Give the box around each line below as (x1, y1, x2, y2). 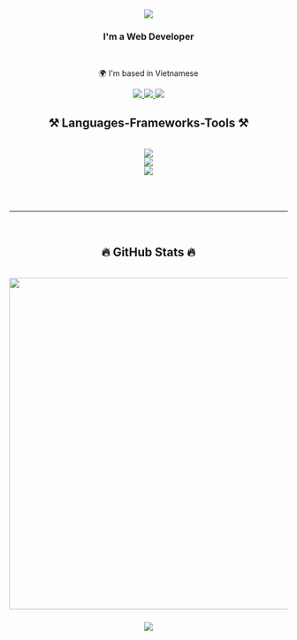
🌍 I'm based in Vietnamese (98, 68, 199, 79)
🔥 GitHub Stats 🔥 (101, 244, 196, 260)
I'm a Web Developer (103, 31, 194, 43)
